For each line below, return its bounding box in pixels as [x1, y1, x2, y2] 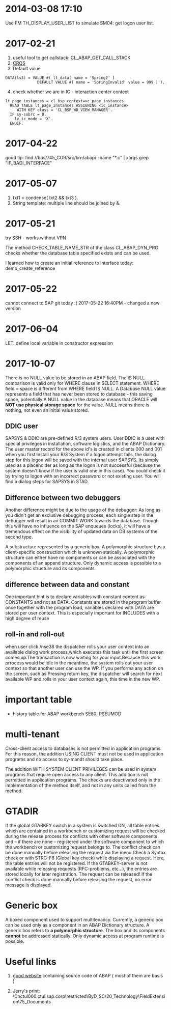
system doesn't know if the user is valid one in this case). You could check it [5, 468, 165, 474]
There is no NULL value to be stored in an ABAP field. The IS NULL [5, 375, 145, 381]
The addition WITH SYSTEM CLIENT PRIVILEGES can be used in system [5, 766, 157, 772]
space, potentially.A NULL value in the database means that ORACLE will [5, 396, 158, 402]
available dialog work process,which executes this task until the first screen [5, 649, 164, 655]
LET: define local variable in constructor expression [5, 340, 113, 346]
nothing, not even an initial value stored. [5, 407, 89, 413]
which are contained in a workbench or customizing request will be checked [5, 828, 165, 834]
